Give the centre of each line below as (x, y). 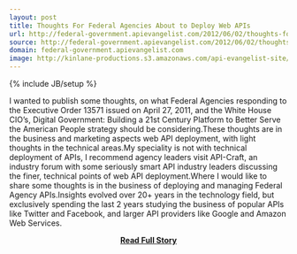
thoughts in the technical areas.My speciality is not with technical (128, 148)
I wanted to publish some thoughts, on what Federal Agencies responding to (148, 101)
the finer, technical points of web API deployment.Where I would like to (138, 176)
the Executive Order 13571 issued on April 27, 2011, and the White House (141, 110)
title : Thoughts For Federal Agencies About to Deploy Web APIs (130, 26)
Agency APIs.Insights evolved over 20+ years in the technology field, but (142, 195)
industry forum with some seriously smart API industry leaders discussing (144, 166)
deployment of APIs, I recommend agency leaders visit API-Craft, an (133, 157)
